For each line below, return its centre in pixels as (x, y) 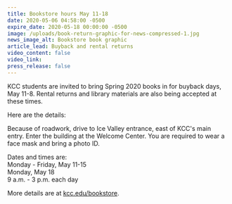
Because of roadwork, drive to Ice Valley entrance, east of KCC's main (109, 128)
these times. (25, 101)
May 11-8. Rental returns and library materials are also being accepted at (112, 94)
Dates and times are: (37, 157)
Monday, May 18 (31, 172)
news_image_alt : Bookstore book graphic (67, 40)
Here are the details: (37, 115)
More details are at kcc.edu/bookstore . (63, 193)
